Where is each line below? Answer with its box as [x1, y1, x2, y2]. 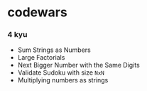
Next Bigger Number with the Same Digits [17, 61, 140, 70]
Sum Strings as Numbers [17, 45, 91, 54]
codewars [7, 4, 67, 21]
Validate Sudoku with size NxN [17, 68, 105, 77]
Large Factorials [17, 53, 65, 62]
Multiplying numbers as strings [17, 76, 109, 85]
